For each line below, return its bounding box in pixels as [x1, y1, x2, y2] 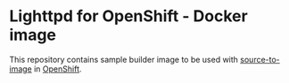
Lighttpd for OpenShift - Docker [9, 6, 248, 26]
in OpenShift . [34, 64, 82, 74]
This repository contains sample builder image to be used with [9, 54, 239, 64]
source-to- [240, 54, 281, 64]
